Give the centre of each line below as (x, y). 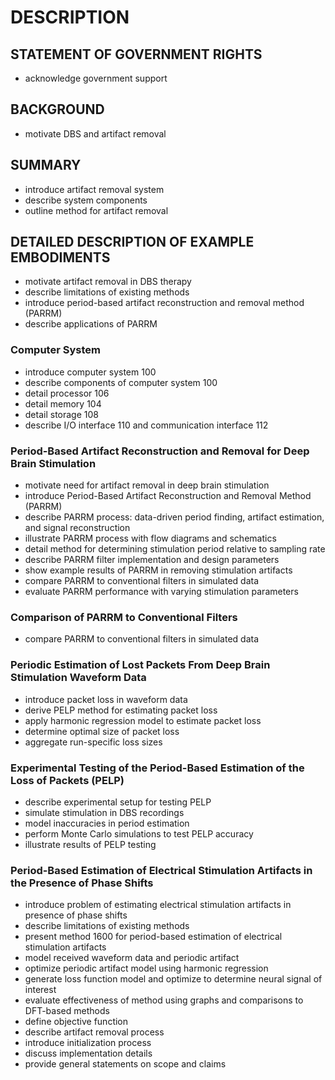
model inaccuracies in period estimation (107, 823)
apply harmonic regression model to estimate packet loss (143, 720)
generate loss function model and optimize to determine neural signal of (173, 979)
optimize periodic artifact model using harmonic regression (146, 968)
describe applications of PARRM (91, 324)
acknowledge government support (96, 78)
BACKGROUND (57, 109)
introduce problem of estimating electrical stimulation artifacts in (158, 905)
